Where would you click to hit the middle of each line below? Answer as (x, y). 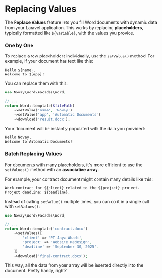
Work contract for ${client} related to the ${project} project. (72, 188)
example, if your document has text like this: (49, 61)
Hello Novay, (18, 137)
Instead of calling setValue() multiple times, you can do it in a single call (77, 201)
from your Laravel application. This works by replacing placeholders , (74, 27)
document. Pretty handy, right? (36, 270)
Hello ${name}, (20, 70)
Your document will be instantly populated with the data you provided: (75, 129)
